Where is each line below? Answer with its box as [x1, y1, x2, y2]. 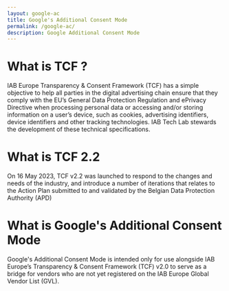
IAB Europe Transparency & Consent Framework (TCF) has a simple [7, 82, 199, 90]
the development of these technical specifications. [7, 125, 151, 134]
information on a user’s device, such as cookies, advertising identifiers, [7, 110, 209, 119]
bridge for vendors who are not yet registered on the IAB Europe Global [7, 270, 210, 278]
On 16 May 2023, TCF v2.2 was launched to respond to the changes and [7, 172, 212, 181]
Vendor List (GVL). [7, 277, 60, 286]
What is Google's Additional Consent [7, 218, 222, 233]
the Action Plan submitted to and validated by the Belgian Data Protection [7, 187, 215, 195]
